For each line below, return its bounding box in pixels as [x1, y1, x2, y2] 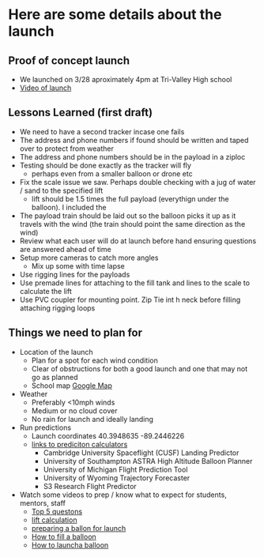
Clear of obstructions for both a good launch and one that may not [31, 363, 247, 373]
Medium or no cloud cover [31, 405, 118, 416]
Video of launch [19, 83, 72, 92]
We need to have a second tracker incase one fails [19, 126, 185, 136]
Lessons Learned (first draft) [8, 106, 153, 119]
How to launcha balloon [31, 540, 109, 550]
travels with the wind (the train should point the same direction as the [19, 219, 246, 228]
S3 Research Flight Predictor [43, 481, 137, 491]
